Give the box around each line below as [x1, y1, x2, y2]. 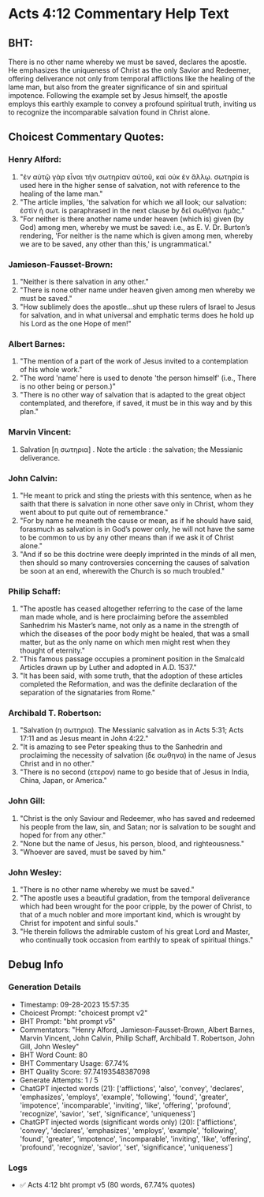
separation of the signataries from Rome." [19, 688, 156, 698]
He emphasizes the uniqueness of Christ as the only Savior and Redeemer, [8, 66, 251, 75]
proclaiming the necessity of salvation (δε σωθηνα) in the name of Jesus [19, 751, 257, 760]
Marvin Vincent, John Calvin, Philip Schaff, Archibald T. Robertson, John [19, 1033, 255, 1043]
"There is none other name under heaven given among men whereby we [19, 285, 255, 295]
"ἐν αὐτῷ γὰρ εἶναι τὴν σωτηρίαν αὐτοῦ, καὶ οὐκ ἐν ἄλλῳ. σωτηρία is [19, 171, 250, 182]
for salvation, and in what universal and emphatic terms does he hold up [19, 310, 255, 320]
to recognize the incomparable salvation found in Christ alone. [8, 107, 210, 117]
